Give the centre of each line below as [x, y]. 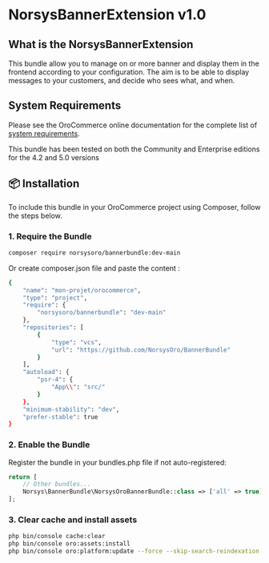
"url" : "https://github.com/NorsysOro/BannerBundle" [141, 350]
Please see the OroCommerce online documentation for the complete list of [133, 125]
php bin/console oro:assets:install [69, 544]
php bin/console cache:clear [57, 537]
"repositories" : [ [53, 328]
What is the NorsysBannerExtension [101, 44]
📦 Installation [44, 184]
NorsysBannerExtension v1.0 [107, 15]
